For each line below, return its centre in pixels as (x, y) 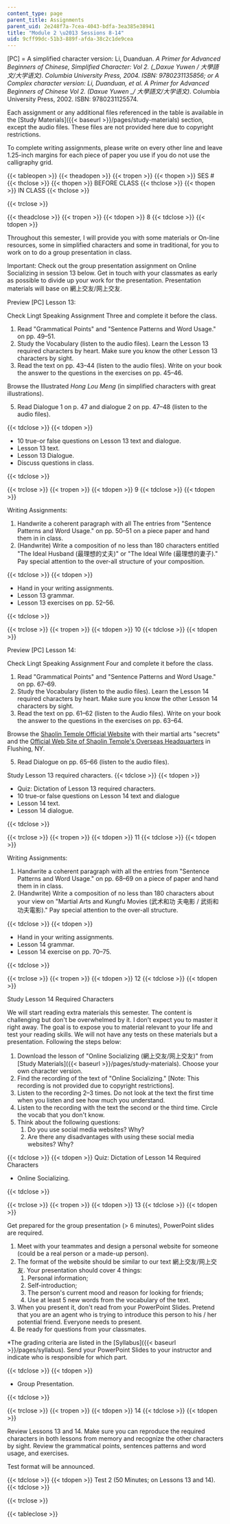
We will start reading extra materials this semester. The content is (100, 1012)
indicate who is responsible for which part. (68, 1357)
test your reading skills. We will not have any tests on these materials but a (113, 1034)
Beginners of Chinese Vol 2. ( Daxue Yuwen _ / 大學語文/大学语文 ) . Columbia (114, 92)
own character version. (50, 1071)
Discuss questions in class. (55, 463)
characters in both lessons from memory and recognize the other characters (115, 1439)
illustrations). (25, 394)
